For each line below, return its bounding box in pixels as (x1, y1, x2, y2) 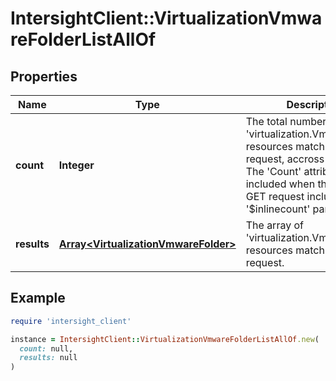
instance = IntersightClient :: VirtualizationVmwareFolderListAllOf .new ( (10, 334, 320, 344)
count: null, (19, 343, 74, 354)
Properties (10, 68, 78, 85)
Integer (58, 158, 95, 172)
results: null (19, 353, 78, 363)
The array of (245, 218, 304, 232)
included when (245, 177, 316, 191)
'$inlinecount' (245, 202, 311, 216)
